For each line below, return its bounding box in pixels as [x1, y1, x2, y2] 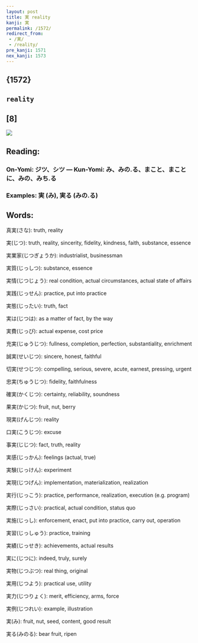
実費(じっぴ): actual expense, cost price [6, 328, 103, 335]
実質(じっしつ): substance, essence [6, 265, 93, 272]
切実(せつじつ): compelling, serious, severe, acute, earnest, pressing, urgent [6, 366, 192, 373]
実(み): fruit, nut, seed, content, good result [6, 618, 111, 625]
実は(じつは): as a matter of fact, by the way [6, 315, 113, 322]
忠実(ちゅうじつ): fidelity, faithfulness [6, 378, 98, 385]
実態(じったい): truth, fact [6, 302, 68, 309]
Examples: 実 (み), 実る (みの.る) [6, 191, 99, 199]
